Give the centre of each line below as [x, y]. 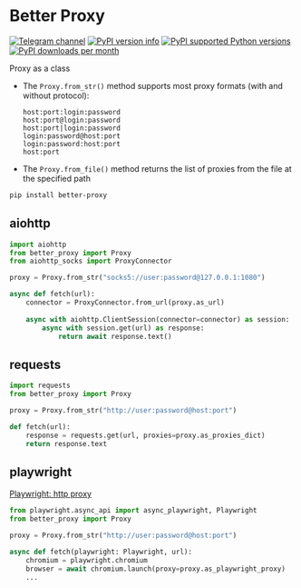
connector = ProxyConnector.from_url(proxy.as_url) [125, 303]
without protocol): [56, 95]
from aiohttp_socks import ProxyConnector [91, 261]
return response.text [66, 443]
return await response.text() [115, 336]
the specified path [56, 178]
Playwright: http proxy [51, 494]
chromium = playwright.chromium [87, 560]
